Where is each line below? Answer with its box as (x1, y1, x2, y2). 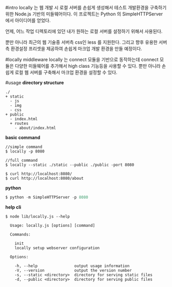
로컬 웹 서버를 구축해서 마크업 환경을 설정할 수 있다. (14, 69, 118, 75)
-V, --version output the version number (14, 267, 132, 273)
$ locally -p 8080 (5, 149, 45, 154)
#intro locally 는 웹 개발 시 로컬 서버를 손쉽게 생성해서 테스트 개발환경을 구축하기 (5, 5, 167, 10)
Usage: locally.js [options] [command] (10, 223, 95, 228)
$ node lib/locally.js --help (5, 214, 70, 219)
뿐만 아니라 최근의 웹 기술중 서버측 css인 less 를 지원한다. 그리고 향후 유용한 (5, 39, 158, 45)
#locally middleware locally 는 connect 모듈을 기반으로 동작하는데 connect (5, 56, 159, 63)
